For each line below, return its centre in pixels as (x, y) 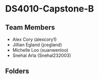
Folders (17, 71)
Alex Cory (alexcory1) (34, 39)
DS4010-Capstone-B (49, 9)
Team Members (30, 27)
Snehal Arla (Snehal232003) (42, 55)
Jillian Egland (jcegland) (37, 45)
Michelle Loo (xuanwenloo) (40, 50)
